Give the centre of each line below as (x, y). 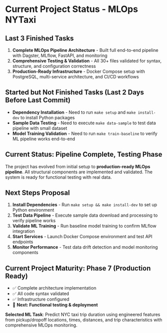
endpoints (23, 242)
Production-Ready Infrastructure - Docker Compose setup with (79, 71)
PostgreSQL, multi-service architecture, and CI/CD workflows (76, 77)
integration (23, 231)
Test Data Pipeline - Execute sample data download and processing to (85, 215)
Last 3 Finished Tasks (39, 38)
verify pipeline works (34, 221)
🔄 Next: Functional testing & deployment (55, 305)
